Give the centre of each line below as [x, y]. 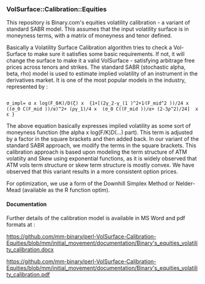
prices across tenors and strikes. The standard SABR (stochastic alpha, [96, 67]
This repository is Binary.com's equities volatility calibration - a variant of [98, 23]
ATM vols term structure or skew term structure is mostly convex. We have [100, 165]
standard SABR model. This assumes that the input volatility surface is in [98, 29]
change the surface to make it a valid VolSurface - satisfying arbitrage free [101, 61]
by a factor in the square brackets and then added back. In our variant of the [102, 139]
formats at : [21, 224]
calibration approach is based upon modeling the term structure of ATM [97, 152]
